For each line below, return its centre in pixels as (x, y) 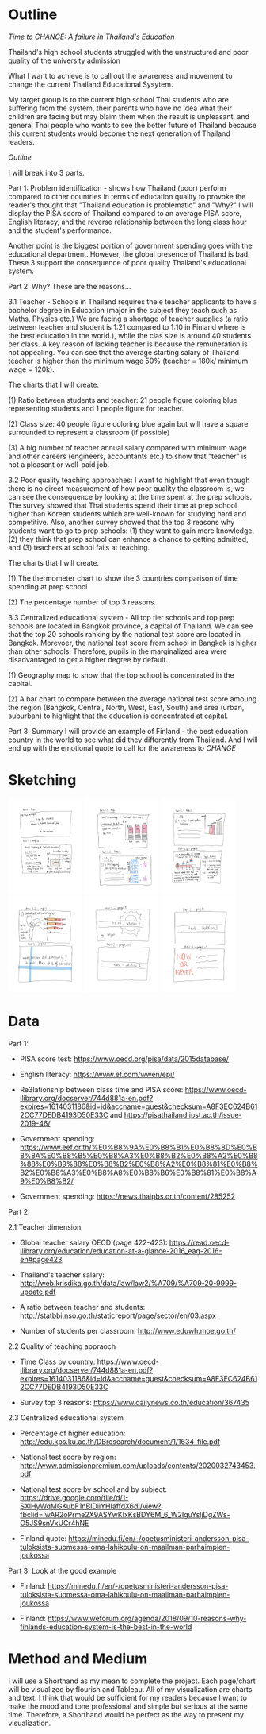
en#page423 (41, 1260)
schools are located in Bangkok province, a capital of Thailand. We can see (131, 626)
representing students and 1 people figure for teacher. (96, 408)
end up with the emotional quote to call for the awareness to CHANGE (122, 747)
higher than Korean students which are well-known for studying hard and (127, 513)
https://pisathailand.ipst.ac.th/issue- (183, 1115)
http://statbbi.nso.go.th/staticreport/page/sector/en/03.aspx (118, 1315)
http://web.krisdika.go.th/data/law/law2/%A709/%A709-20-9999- (128, 1284)
